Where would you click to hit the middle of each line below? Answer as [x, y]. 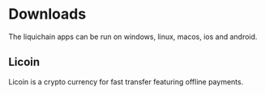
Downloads [47, 14]
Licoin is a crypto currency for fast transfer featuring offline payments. [126, 81]
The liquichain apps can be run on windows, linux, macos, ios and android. [133, 37]
